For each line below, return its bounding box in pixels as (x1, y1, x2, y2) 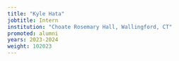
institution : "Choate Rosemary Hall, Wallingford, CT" (7, 23, 173, 30)
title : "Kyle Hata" (7, 10, 65, 18)
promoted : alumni (7, 29, 59, 37)
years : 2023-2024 (7, 36, 59, 43)
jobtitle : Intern (7, 17, 59, 24)
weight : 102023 (7, 43, 52, 50)
